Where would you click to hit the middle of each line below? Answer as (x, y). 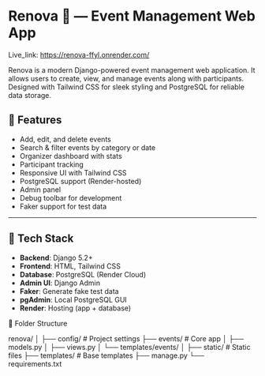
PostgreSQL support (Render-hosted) (80, 181)
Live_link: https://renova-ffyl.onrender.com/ (79, 55)
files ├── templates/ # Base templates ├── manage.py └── (106, 355)
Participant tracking (52, 164)
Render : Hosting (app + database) (75, 308)
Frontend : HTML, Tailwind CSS (70, 266)
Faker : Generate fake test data (69, 291)
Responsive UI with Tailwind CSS (73, 172)
